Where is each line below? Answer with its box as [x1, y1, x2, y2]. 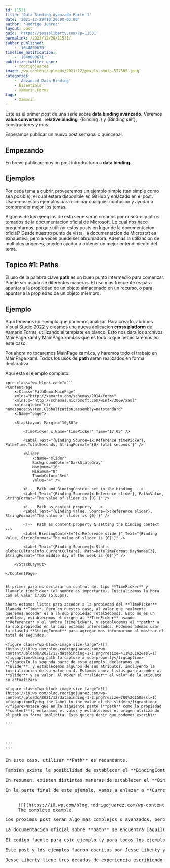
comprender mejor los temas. [5, 204, 67, 210]
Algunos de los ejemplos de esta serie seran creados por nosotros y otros [5, 213, 159, 219]
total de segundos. [5, 633, 47, 638]
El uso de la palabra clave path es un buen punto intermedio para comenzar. [5, 274, 165, 280]
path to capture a [46, 655, 85, 660]
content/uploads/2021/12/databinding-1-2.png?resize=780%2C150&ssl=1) [5, 695, 157, 700]
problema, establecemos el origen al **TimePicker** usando [5, 615, 135, 620]
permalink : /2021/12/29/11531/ [5, 36, 71, 41]
